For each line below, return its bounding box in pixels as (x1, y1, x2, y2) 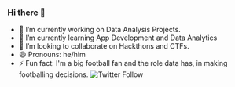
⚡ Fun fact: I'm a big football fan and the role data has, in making (18, 59, 228, 68)
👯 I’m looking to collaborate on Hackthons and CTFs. (18, 42, 189, 51)
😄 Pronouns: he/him (18, 50, 86, 60)
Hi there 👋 (7, 7, 46, 18)
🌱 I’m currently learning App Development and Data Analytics (18, 33, 218, 42)
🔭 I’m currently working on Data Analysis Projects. (18, 25, 182, 34)
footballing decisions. (18, 70, 89, 79)
